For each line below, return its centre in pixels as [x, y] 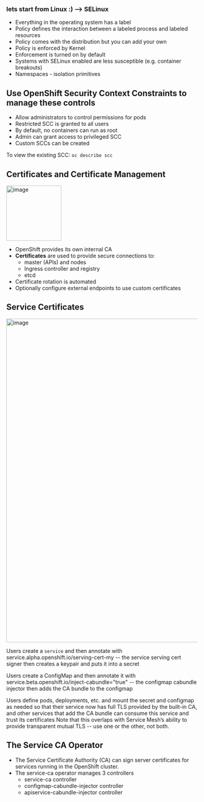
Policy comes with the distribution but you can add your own [91, 42]
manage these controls [51, 103]
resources [28, 35]
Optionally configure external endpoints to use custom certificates [98, 288]
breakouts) [29, 68]
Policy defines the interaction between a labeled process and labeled [101, 29]
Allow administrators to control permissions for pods [81, 117]
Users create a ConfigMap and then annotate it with [71, 675]
